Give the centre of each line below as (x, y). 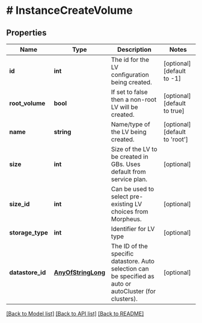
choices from (130, 211)
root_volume (27, 103)
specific (122, 254)
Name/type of (130, 124)
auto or (121, 284)
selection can (130, 269)
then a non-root (134, 100)
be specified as (133, 276)
